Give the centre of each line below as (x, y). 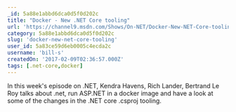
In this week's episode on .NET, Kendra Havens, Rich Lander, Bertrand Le (113, 85)
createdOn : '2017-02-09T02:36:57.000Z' (66, 59)
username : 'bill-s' (36, 53)
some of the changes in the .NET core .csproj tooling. (84, 100)
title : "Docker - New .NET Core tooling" (69, 20)
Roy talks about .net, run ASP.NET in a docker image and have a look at (110, 93)
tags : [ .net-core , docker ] (45, 66)
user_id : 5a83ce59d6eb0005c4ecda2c (59, 46)
